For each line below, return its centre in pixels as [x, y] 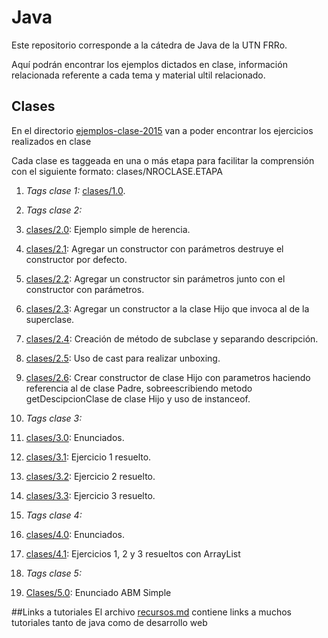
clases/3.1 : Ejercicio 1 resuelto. [88, 457]
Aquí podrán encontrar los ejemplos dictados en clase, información [149, 64]
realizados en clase [51, 141]
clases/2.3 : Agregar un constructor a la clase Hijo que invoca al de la [167, 308]
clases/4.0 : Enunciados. [75, 534]
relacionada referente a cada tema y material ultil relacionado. [138, 75]
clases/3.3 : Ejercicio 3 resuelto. [90, 495]
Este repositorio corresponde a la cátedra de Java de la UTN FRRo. [149, 45]
